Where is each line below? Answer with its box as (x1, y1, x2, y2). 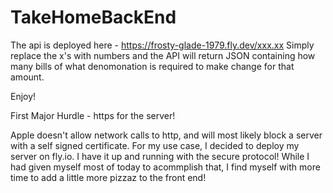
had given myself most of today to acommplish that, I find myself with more (10, 161, 321, 173)
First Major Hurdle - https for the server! (10, 109, 176, 121)
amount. (10, 71, 45, 83)
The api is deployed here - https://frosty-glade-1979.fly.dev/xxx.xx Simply (10, 39, 315, 51)
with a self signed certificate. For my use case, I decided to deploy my (10, 139, 300, 151)
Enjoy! (10, 90, 37, 102)
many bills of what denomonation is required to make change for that (10, 60, 295, 72)
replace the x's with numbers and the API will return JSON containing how (10, 49, 316, 61)
